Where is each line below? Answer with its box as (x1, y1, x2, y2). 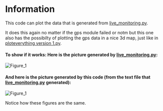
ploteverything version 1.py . (5, 40, 62, 46)
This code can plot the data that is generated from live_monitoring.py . (5, 20, 149, 26)
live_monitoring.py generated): (5, 79, 71, 85)
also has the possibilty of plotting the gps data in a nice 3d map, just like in (5, 35, 159, 41)
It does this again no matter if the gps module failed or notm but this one (5, 29, 154, 35)
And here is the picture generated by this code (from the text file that (5, 74, 151, 80)
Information (5, 3, 55, 15)
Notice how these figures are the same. (5, 100, 86, 106)
